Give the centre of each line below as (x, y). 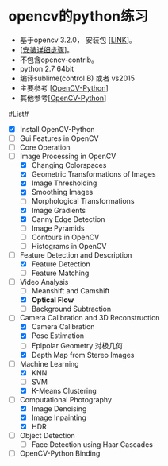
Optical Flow (53, 300)
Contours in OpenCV (65, 237)
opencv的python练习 (78, 16)
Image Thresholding (64, 183)
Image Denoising (59, 408)
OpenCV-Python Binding (60, 453)
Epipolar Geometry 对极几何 (77, 346)
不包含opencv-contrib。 (59, 60)
